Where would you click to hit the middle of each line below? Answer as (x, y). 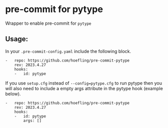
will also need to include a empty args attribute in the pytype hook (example (84, 88)
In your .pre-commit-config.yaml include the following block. (68, 51)
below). (13, 94)
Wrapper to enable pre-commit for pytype (48, 23)
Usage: (17, 39)
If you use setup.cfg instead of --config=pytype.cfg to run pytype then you (84, 83)
